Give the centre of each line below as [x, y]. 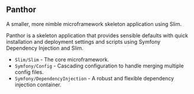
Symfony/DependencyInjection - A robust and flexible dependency [94, 78]
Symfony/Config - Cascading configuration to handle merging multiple [99, 66]
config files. [29, 72]
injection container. [38, 85]
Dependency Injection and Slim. [45, 48]
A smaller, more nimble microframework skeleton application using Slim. [94, 24]
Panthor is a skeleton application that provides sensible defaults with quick [97, 35]
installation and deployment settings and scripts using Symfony [83, 41]
